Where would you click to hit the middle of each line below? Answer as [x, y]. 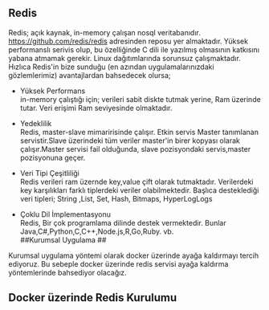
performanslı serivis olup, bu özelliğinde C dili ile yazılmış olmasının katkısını [134, 49]
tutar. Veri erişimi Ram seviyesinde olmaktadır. [96, 108]
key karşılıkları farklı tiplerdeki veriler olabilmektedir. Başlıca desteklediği [139, 190]
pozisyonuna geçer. [53, 157]
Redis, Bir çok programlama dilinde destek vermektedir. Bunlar [123, 222]
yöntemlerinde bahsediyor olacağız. [67, 272]
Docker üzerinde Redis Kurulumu [93, 298]
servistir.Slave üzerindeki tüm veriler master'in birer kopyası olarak [130, 141]
